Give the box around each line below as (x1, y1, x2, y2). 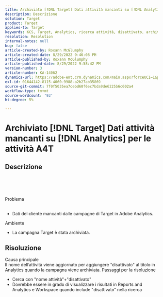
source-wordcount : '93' (5, 93, 53, 98)
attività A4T (5, 143, 54, 155)
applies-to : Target (5, 25, 45, 30)
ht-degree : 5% (5, 98, 34, 103)
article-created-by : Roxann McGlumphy (5, 48, 83, 52)
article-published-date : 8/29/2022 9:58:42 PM (5, 61, 101, 66)
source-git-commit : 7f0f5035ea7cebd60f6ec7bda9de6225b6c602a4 (5, 84, 133, 89)
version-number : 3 (5, 66, 42, 71)
